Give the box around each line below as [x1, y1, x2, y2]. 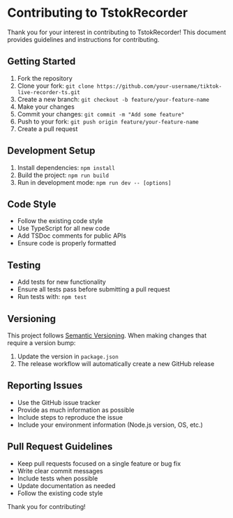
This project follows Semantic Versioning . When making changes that [7, 331, 207, 340]
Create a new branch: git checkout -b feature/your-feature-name [17, 95, 209, 103]
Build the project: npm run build [17, 171, 110, 179]
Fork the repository [17, 74, 73, 82]
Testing [7, 259, 41, 271]
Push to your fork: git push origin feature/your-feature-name [17, 117, 199, 125]
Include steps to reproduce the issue [17, 413, 123, 421]
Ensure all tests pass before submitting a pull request [17, 285, 170, 294]
